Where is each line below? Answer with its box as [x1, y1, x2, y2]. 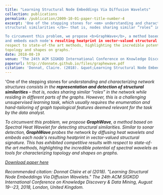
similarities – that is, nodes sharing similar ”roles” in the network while [5, 89, 147, 95]
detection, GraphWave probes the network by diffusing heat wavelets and [5, 130, 154, 135]
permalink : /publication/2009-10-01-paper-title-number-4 [5, 16, 125, 21]
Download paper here [5, 160, 49, 165]
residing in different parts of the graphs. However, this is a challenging [5, 94, 147, 100]
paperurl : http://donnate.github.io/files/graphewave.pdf [5, 61, 125, 66]
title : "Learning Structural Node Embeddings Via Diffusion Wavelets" [5, 7, 151, 12]
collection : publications [5, 12, 57, 16]
